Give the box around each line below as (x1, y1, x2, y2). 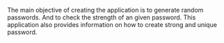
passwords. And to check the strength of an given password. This (7, 13, 196, 21)
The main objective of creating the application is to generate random (7, 6, 204, 14)
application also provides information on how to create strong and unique (7, 21, 218, 28)
